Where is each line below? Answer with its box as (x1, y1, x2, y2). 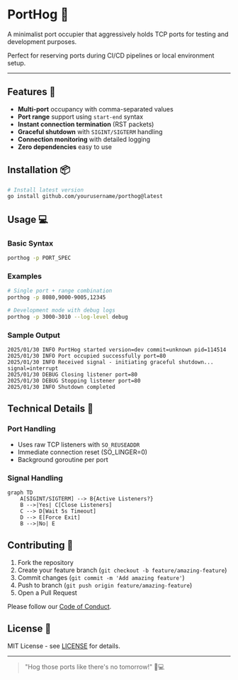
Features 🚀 (7, 86, 56, 98)
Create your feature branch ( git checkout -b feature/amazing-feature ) (17, 566, 227, 574)
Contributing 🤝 (7, 539, 74, 552)
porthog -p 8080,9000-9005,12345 (7, 294, 106, 301)
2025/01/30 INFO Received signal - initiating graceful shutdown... (7, 358, 214, 366)
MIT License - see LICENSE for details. (7, 642, 120, 650)
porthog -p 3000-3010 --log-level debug (7, 313, 129, 320)
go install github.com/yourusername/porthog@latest (7, 193, 163, 200)
